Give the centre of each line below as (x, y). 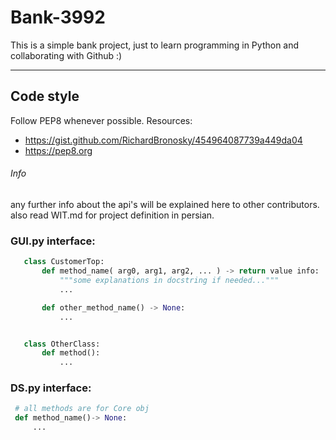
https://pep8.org (58, 150)
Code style (45, 96)
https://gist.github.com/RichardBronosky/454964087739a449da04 (163, 140)
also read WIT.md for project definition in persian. (112, 215)
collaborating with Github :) (66, 55)
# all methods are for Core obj (82, 409)
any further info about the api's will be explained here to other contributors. (165, 204)
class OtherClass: (62, 344)
